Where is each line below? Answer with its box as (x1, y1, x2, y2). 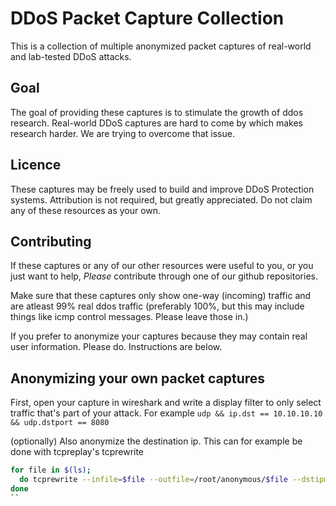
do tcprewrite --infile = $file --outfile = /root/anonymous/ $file (19, 475, 288, 485)
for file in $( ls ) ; (10, 465, 92, 476)
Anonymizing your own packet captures (10, 370, 266, 387)
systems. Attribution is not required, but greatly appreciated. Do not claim (10, 193, 313, 206)
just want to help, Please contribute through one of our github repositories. (10, 270, 318, 282)
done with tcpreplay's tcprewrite (10, 446, 145, 458)
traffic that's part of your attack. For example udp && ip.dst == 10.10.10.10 (10, 407, 323, 419)
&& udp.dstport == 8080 (10, 418, 110, 428)
